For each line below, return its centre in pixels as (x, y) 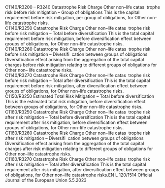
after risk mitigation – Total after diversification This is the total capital (76, 164)
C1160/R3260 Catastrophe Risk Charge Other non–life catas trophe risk (78, 133)
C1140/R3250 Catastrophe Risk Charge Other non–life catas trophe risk (78, 28)
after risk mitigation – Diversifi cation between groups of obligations (74, 138)
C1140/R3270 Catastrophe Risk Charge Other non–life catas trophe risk (78, 75)
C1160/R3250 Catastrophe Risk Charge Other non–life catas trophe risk (78, 112)
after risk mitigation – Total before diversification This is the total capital (78, 117)
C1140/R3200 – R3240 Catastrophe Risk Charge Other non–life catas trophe (82, 7)
